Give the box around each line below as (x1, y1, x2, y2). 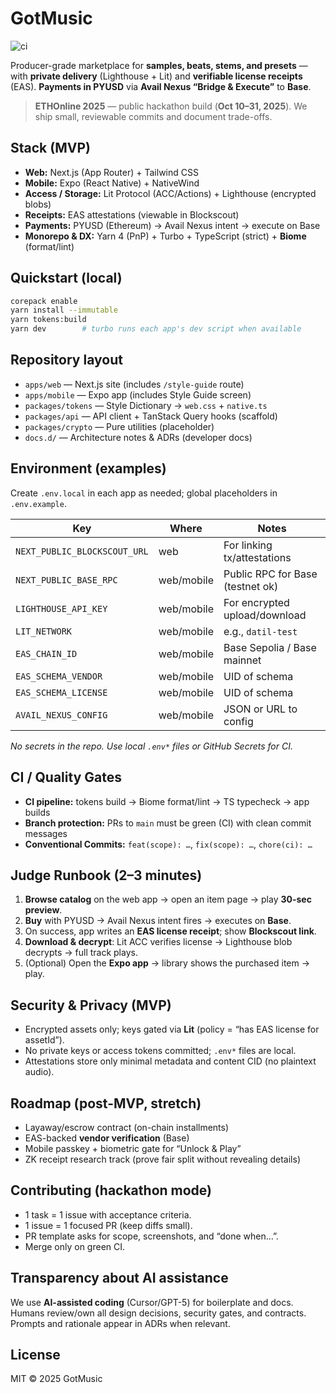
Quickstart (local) (10, 270, 123, 287)
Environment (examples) (10, 460, 167, 477)
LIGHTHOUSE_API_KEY (15, 603, 108, 614)
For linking (223, 538, 273, 552)
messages (24, 827, 68, 839)
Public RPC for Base (223, 567, 318, 581)
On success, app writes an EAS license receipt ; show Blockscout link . (24, 925, 317, 937)
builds (24, 806, 51, 818)
